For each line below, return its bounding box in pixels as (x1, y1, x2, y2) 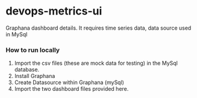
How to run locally (5, 45, 60, 54)
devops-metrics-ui (5, 4, 102, 18)
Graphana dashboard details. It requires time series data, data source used (5, 24, 192, 31)
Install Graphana (14, 73, 55, 80)
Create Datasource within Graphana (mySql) (14, 79, 125, 86)
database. (14, 66, 40, 73)
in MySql (5, 30, 28, 38)
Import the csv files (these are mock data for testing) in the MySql (14, 59, 178, 67)
